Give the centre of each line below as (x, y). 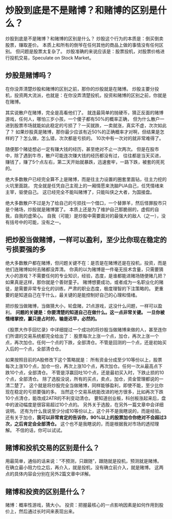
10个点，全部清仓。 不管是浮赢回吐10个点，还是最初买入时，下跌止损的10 (87, 372)
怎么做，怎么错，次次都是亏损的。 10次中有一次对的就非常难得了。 (93, 138)
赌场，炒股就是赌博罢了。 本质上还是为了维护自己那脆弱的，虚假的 (84, 209)
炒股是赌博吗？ (29, 76)
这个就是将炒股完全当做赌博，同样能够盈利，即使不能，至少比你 (96, 385)
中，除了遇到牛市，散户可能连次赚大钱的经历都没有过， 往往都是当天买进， (84, 155)
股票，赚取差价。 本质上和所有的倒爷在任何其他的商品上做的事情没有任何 (82, 45)
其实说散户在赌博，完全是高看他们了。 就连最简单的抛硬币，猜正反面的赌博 (84, 112)
